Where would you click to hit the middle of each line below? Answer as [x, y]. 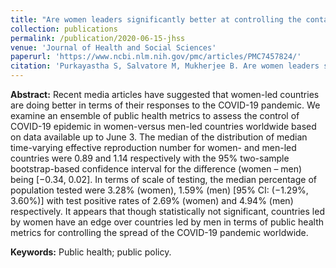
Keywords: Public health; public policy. [91, 252]
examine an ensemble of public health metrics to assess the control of [155, 115]
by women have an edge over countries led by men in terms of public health [167, 222]
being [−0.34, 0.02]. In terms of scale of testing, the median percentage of [163, 179]
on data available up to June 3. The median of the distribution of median [159, 137]
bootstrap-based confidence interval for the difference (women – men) [156, 169]
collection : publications [64, 29]
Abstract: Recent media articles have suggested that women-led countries [165, 94]
